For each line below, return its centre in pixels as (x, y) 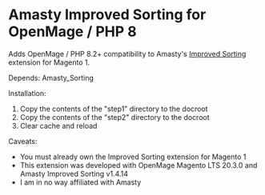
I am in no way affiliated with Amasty (80, 182)
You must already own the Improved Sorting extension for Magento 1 (133, 157)
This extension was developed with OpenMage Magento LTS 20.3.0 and (139, 165)
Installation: (27, 93)
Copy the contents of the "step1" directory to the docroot (114, 109)
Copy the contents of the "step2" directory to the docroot (114, 117)
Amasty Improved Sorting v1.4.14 (74, 173)
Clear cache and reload (58, 125)
